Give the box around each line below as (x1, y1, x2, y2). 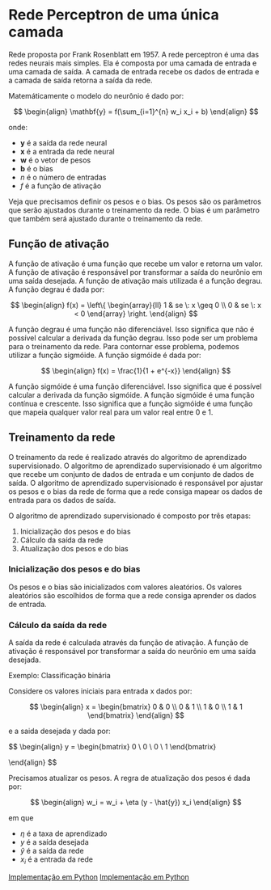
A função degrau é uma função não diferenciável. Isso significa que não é (8, 324, 255, 334)
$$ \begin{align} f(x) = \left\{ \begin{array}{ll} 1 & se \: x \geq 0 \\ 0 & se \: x (11, 300, 261, 310)
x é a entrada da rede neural (19, 146, 115, 156)
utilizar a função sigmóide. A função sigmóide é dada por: (8, 350, 201, 360)
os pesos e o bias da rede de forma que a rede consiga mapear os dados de (8, 487, 263, 496)
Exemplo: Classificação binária (8, 671, 111, 681)
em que (8, 813, 34, 823)
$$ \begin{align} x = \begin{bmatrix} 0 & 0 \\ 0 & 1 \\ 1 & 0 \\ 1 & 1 (29, 702, 243, 712)
